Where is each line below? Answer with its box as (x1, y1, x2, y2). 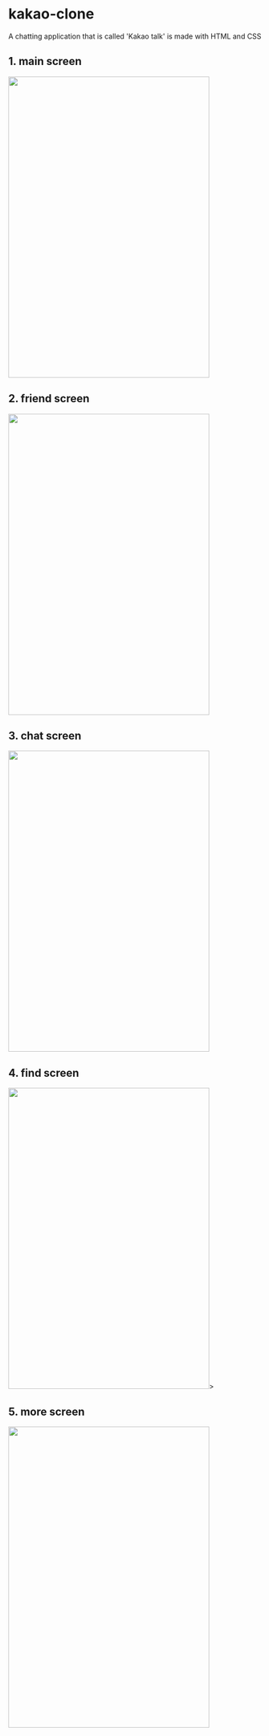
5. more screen (8, 1404, 85, 1418)
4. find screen (8, 1066, 79, 1080)
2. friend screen (8, 392, 90, 405)
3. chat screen (8, 728, 82, 743)
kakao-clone (8, 5, 95, 23)
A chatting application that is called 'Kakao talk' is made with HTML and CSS (8, 31, 262, 41)
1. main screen (8, 55, 82, 68)
